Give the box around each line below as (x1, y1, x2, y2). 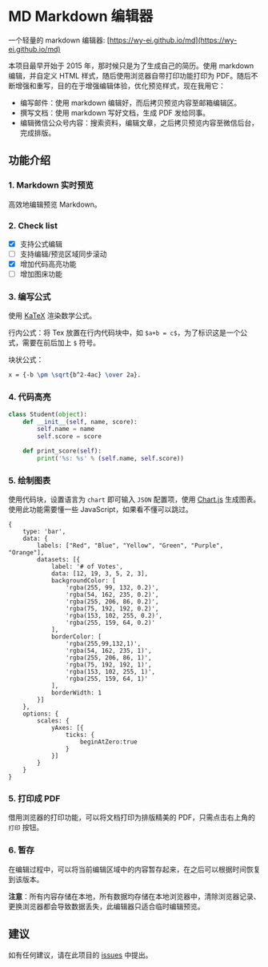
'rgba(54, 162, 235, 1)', (65, 647, 152, 655)
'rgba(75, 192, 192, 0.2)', (65, 605, 159, 613)
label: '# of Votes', (50, 562, 124, 571)
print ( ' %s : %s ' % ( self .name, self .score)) (37, 454, 184, 463)
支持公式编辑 (19, 239, 62, 248)
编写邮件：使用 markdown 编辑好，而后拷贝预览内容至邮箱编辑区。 (19, 98, 242, 107)
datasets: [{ (37, 556, 81, 564)
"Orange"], (8, 549, 45, 557)
